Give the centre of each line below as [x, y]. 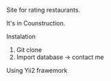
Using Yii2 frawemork [37, 70]
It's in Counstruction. [36, 23]
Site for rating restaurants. [43, 10]
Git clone [29, 50]
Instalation [21, 36]
